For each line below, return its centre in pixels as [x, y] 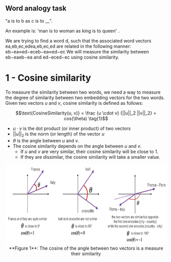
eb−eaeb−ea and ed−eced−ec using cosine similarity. [62, 57]
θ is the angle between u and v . [46, 140]
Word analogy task [36, 8]
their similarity [86, 253]
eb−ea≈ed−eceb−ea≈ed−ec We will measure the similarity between [77, 51]
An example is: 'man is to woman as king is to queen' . [62, 31]
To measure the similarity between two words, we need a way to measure [83, 92]
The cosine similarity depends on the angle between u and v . [77, 146]
